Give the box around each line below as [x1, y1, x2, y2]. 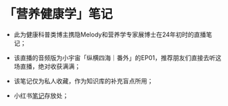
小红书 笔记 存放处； [13, 91, 69, 100]
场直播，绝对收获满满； [13, 62, 81, 70]
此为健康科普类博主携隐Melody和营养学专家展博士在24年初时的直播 [13, 30, 207, 39]
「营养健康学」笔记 [3, 6, 113, 22]
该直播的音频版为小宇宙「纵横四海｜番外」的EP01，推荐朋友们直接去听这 [13, 53, 222, 62]
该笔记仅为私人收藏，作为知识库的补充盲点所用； [13, 76, 153, 85]
